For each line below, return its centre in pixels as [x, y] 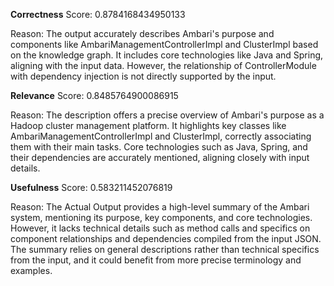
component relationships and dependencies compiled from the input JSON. [166, 238]
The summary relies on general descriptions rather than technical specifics [165, 249]
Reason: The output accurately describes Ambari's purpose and [142, 33]
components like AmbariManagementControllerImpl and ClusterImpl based [164, 44]
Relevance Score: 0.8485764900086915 [94, 95]
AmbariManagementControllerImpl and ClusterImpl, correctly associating [161, 136]
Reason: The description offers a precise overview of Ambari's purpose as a [167, 115]
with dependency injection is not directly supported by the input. [143, 76]
